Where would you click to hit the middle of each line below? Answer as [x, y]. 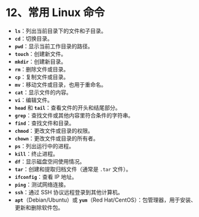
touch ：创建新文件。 [41, 53]
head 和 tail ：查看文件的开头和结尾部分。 [68, 108]
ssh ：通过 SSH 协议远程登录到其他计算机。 [69, 192]
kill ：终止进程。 [37, 154]
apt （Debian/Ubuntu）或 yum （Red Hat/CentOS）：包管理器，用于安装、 [105, 200]
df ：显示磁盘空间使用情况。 [50, 161]
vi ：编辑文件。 [34, 100]
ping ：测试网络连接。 [42, 184]
